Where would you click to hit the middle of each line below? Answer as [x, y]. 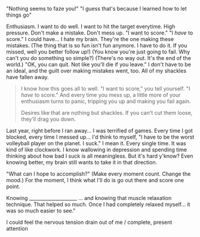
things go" [19, 15]
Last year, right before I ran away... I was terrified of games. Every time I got [99, 131]
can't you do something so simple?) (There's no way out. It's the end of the [99, 58]
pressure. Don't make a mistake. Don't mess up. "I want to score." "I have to [100, 33]
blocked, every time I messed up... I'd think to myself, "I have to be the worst [100, 137]
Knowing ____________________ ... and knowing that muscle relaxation [89, 198]
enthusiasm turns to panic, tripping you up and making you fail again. [106, 101]
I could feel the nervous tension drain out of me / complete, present [89, 222]
